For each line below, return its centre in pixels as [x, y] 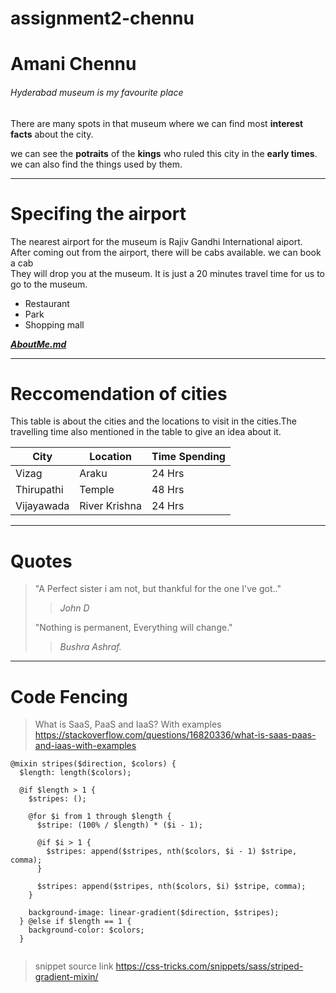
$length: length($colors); [75, 773]
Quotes [41, 561]
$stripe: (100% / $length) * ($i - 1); [119, 825]
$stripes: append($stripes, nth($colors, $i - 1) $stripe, [172, 852]
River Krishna [110, 506]
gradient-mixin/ [66, 977]
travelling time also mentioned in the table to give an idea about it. [146, 432]
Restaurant [47, 303]
